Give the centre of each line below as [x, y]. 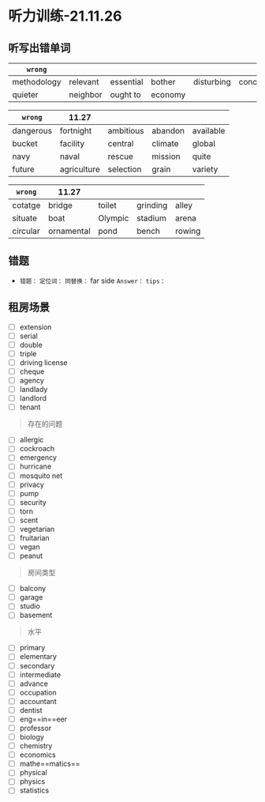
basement [36, 615]
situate [25, 218]
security [33, 502]
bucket [25, 143]
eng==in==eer [43, 719]
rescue [121, 156]
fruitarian [34, 537]
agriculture [80, 169]
